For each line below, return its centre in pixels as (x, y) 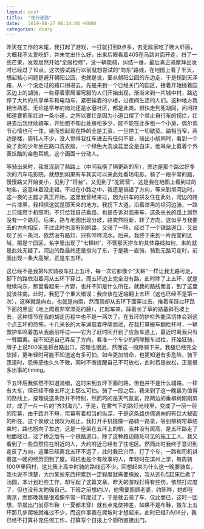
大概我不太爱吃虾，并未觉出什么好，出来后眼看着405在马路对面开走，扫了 (99, 55)
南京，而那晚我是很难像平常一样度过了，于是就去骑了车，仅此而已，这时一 (99, 497)
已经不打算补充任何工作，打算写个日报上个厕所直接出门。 (78, 520)
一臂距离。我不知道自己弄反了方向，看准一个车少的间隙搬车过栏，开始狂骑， (102, 339)
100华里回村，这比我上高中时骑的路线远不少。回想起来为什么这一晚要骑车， (101, 467)
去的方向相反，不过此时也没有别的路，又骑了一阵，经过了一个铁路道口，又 (99, 228)
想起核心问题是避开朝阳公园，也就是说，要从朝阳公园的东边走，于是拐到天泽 (102, 77)
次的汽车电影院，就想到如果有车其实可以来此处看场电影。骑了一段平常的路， (102, 174)
